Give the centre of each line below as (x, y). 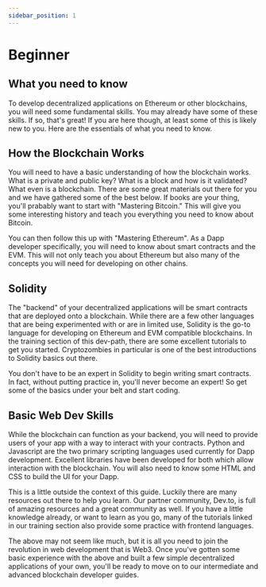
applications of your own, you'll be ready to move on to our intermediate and (133, 566)
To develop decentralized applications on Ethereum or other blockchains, (128, 103)
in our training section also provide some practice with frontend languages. (131, 526)
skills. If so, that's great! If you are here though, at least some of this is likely (132, 120)
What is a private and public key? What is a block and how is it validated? (128, 181)
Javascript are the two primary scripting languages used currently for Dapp (132, 451)
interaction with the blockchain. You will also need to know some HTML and (132, 468)
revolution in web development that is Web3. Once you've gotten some (124, 550)
